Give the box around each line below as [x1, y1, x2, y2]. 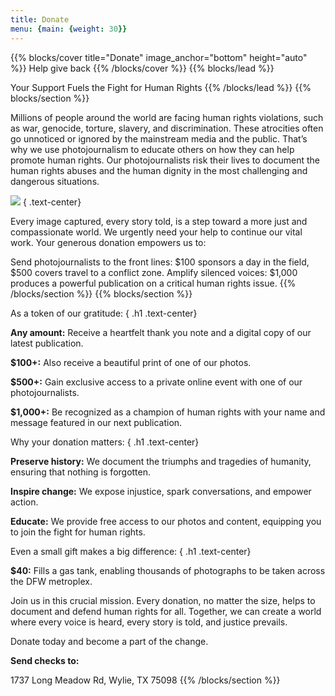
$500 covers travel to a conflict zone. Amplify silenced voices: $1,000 [10, 266, 298, 278]
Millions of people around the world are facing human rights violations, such [10, 111, 324, 123]
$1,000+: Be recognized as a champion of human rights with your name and [10, 406, 326, 418]
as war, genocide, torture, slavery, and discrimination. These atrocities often [10, 122, 324, 134]
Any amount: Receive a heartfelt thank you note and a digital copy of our [10, 326, 312, 338]
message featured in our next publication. [10, 416, 183, 428]
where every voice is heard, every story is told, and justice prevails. [10, 616, 288, 628]
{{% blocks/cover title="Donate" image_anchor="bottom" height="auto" [10, 51, 308, 63]
